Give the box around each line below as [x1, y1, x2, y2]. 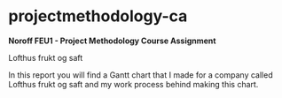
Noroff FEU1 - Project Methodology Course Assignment [8, 35, 216, 46]
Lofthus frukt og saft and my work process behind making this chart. [8, 79, 259, 89]
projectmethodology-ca [8, 6, 188, 26]
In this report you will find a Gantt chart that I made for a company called [8, 69, 273, 80]
